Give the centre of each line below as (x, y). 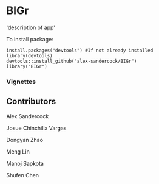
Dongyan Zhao (25, 140)
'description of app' (31, 27)
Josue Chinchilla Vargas (36, 128)
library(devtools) (29, 55)
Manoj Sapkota (25, 163)
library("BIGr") (27, 66)
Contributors (31, 101)
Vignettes (21, 82)
